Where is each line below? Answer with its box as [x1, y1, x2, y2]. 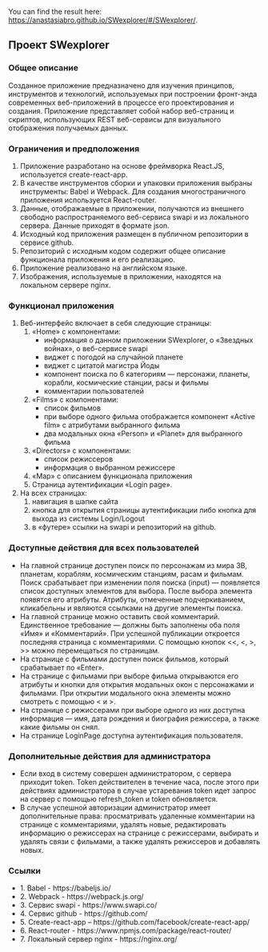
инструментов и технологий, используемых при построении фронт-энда [8, 89, 258, 98]
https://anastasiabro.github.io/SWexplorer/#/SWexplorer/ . [8, 15, 198, 25]
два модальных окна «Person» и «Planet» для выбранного [43, 429, 243, 438]
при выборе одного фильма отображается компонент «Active [43, 412, 256, 422]
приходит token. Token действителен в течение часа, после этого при [19, 777, 259, 786]
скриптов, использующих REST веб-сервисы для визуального [8, 114, 222, 124]
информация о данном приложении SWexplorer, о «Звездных [43, 335, 254, 345]
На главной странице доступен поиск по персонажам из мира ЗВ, [19, 560, 248, 570]
